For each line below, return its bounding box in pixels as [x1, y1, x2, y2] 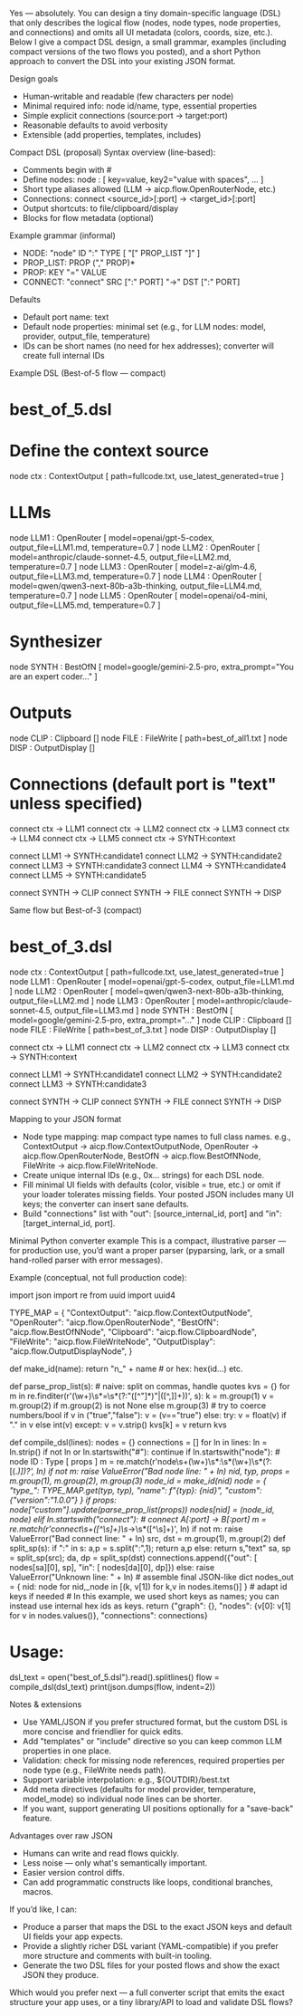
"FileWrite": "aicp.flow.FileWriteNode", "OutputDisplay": [9, 1336, 216, 1347]
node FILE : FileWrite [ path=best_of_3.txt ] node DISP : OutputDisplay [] [9, 1023, 277, 1035]
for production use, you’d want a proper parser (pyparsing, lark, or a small [9, 1244, 285, 1255]
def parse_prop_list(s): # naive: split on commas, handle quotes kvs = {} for [9, 1380, 290, 1391]
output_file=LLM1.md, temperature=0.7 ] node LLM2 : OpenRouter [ [9, 542, 260, 553]
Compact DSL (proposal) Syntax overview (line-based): [9, 147, 216, 158]
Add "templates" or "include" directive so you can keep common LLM [22, 1735, 282, 1746]
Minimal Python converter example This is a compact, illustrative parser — [9, 1235, 287, 1246]
